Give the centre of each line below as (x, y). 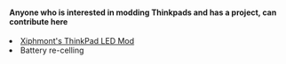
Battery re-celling (52, 50)
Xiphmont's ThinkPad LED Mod (78, 41)
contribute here (39, 21)
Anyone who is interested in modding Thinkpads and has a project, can (143, 12)
